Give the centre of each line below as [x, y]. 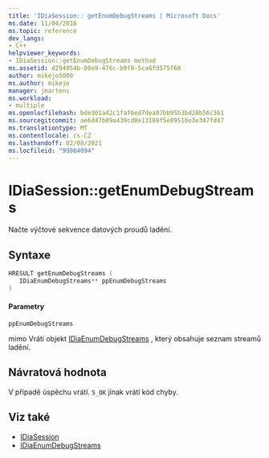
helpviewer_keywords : [45, 53]
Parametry [26, 307]
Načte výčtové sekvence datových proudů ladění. [90, 229]
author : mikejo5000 [41, 76]
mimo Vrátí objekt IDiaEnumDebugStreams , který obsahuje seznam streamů [135, 338]
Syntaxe [29, 255]
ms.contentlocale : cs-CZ [50, 135]
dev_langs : [26, 38]
